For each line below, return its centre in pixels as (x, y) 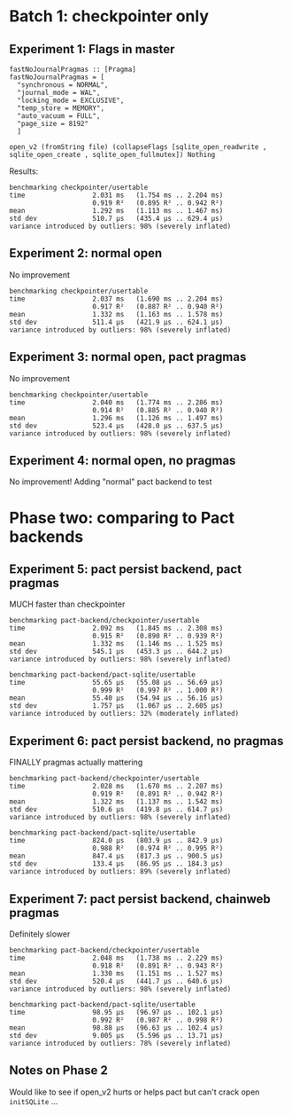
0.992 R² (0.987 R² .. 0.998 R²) (158, 1020)
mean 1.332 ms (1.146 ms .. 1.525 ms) (116, 644)
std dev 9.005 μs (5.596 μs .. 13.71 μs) (116, 1036)
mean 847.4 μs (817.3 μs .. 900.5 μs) (116, 856)
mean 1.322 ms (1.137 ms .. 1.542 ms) (116, 802)
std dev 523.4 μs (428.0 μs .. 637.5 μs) (116, 426)
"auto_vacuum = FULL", (59, 116)
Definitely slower (40, 934)
